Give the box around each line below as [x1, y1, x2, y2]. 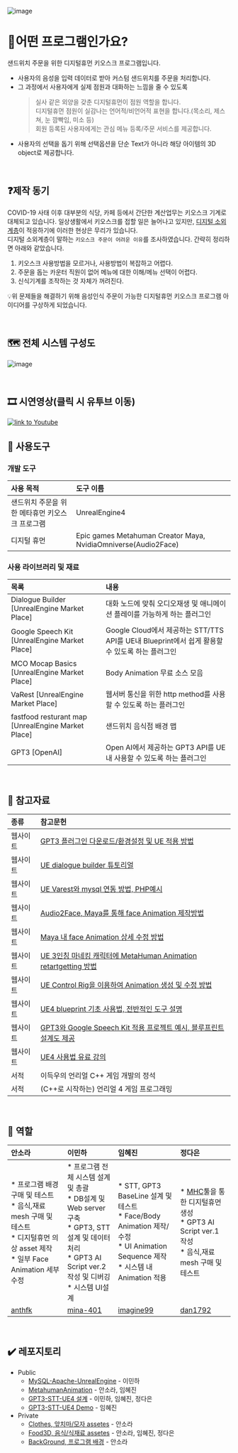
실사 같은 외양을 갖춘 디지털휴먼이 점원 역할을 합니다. [35, 97, 181, 106]
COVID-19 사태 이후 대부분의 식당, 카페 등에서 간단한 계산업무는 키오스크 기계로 [7, 208, 227, 217]
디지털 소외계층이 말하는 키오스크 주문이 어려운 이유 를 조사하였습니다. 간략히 [7, 234, 211, 243]
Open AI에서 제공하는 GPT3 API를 [105, 742, 215, 752]
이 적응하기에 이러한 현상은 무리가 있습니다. [18, 226, 138, 234]
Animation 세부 [11, 1265, 60, 1275]
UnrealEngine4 [75, 508, 126, 518]
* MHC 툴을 [180, 1187, 217, 1197]
